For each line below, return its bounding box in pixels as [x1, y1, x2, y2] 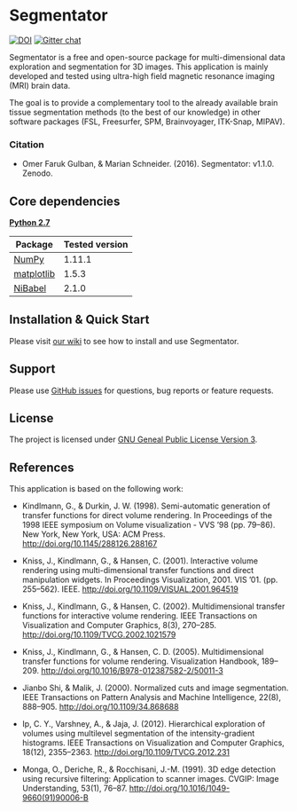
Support [9, 361, 56, 377]
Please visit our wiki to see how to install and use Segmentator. [9, 335, 239, 346]
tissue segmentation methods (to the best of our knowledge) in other [9, 106, 262, 117]
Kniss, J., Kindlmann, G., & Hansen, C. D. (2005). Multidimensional [21, 647, 264, 657]
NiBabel [13, 282, 47, 295]
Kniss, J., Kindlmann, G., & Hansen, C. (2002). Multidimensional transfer [21, 601, 285, 612]
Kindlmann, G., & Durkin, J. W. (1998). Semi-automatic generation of [21, 500, 270, 511]
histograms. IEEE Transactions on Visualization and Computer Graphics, [21, 737, 285, 748]
